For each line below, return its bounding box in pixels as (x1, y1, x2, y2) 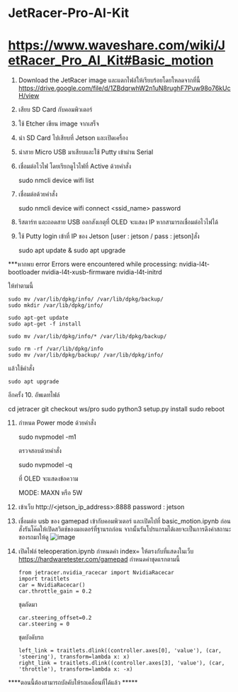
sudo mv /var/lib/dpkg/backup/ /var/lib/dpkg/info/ (8, 352, 164, 359)
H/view (18, 91, 40, 100)
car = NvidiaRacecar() (18, 581, 86, 589)
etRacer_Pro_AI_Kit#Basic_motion (8, 52, 214, 69)
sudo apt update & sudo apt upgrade (18, 246, 126, 255)
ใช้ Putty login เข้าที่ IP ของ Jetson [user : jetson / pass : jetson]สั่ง (18, 232, 200, 240)
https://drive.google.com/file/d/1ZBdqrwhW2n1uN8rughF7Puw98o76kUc (18, 84, 231, 93)
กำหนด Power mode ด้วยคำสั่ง (18, 418, 96, 427)
